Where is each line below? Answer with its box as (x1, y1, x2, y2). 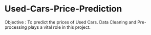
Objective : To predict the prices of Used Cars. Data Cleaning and (4, 19, 136, 25)
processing (4, 24, 27, 30)
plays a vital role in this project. (28, 24, 91, 30)
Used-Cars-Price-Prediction (4, 3, 122, 14)
